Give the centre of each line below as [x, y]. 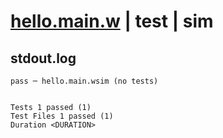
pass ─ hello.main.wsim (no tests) [84, 81]
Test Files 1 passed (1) [62, 116]
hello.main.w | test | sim [112, 21]
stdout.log [43, 58]
